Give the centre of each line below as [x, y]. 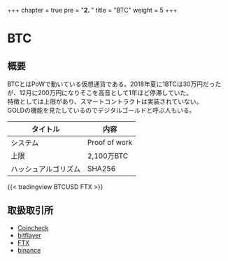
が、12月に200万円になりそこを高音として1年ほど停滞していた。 [100, 93]
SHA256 [101, 169]
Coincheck [33, 227]
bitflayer [29, 235]
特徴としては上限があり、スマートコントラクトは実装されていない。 [105, 101]
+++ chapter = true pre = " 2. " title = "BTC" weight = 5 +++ [92, 10]
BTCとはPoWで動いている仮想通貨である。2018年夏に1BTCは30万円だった [114, 84]
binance [29, 250]
